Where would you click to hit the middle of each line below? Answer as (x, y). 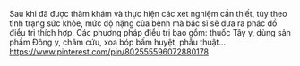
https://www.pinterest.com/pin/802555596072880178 (109, 52)
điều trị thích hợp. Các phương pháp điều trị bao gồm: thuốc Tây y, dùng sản (150, 33)
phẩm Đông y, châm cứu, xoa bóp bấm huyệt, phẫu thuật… (118, 42)
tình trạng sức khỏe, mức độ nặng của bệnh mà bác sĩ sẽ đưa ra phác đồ (143, 23)
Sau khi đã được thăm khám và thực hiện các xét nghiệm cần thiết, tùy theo (148, 14)
